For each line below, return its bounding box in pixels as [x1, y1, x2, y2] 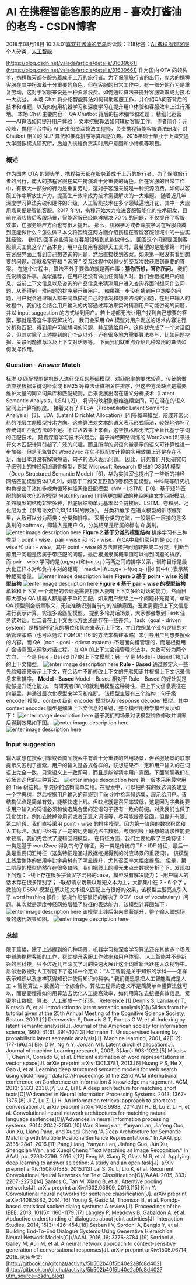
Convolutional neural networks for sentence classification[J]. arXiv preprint [6, 1190, 187, 1198]
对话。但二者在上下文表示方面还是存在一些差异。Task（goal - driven [16, 616, 181, 624]
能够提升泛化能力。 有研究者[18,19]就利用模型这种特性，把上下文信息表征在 [6, 682, 187, 689]
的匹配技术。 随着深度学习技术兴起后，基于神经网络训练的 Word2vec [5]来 [6, 433, 185, 440]
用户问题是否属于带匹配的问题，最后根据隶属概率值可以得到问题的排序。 [10, 551, 185, 558]
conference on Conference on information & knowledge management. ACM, [6, 1078, 189, 1085]
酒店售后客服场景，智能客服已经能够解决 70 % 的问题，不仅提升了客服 [16, 214, 185, 221]
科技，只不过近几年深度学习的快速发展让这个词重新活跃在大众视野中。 [21, 961, 190, 968]
